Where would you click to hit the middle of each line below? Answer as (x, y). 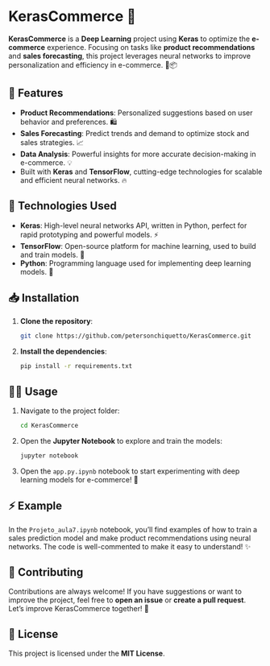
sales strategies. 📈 (52, 142)
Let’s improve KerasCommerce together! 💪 (79, 609)
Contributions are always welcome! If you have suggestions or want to (125, 592)
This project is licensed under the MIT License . (87, 654)
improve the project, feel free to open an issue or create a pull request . (127, 600)
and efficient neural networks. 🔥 (73, 180)
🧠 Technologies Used (62, 206)
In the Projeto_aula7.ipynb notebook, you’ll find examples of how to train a (133, 529)
